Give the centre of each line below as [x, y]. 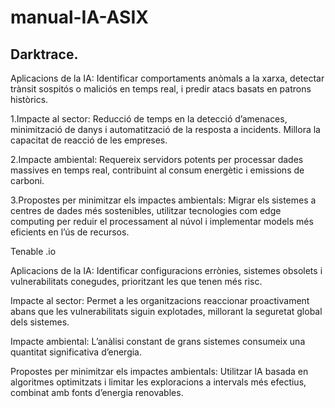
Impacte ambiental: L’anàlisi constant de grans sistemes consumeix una [158, 341]
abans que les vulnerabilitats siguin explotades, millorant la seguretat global [166, 311]
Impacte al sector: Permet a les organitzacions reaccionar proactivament [160, 300]
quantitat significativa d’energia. [76, 352]
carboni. [27, 180]
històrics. [29, 99]
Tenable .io [33, 251]
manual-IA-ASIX [79, 17]
